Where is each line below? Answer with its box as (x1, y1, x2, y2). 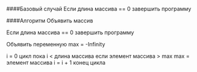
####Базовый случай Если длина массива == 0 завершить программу (6, 5, 192, 12)
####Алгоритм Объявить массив (6, 17, 93, 24)
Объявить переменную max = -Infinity (6, 41, 106, 48)
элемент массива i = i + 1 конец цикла (6, 59, 106, 66)
